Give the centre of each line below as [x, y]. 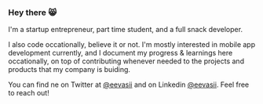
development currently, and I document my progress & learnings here [121, 53]
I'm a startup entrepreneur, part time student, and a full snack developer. [126, 30]
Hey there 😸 [33, 13]
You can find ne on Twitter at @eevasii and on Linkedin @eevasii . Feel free [129, 84]
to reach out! [29, 93]
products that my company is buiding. [69, 70]
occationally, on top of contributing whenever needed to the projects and [126, 61]
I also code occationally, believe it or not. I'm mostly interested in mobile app [132, 45]
